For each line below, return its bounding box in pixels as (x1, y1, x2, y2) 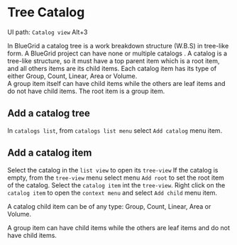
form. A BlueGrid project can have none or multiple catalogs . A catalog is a (7, 49, 228, 58)
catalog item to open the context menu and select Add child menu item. (7, 188, 218, 197)
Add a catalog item (7, 147, 92, 159)
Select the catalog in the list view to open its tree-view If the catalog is (7, 165, 219, 174)
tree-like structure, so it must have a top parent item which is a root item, (7, 56, 220, 65)
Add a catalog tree (7, 107, 91, 119)
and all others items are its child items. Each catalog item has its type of (7, 64, 217, 72)
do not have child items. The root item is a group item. (7, 87, 165, 95)
